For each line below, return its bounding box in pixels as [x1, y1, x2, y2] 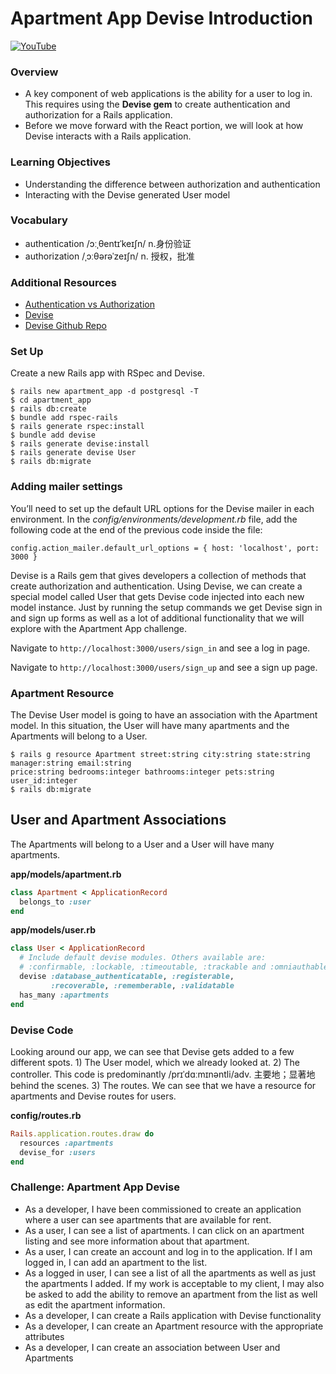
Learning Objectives [10, 155, 112, 169]
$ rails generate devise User [10, 448, 137, 458]
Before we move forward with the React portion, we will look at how [24, 120, 304, 132]
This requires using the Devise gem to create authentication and [24, 98, 291, 111]
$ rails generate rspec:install [10, 422, 145, 432]
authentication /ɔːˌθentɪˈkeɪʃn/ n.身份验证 [24, 237, 192, 249]
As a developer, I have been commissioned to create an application [24, 1203, 302, 1215]
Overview [10, 65, 59, 79]
